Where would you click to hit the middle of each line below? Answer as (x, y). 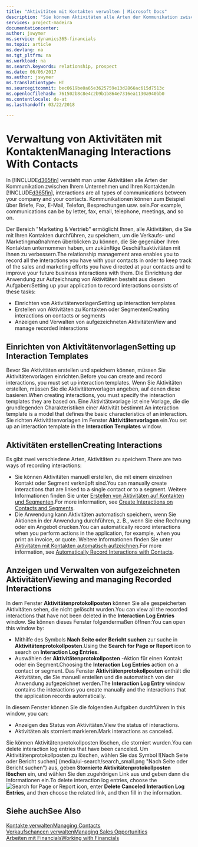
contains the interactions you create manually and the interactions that (100, 689)
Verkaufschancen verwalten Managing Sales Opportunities (77, 832)
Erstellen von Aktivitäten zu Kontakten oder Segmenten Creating (92, 309)
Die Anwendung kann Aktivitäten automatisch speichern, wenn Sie (95, 515)
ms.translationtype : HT (35, 83)
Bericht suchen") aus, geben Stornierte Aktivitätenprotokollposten (88, 767)
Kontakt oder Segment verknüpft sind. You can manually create (91, 483)
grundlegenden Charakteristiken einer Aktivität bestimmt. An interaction (93, 408)
